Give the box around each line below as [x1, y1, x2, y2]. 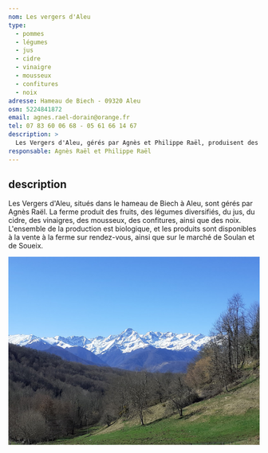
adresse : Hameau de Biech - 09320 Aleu [8, 96, 141, 105]
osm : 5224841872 [8, 105, 62, 113]
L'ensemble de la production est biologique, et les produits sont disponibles [8, 224, 257, 234]
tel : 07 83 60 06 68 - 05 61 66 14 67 [8, 122, 137, 131]
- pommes [15, 29, 45, 37]
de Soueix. [8, 241, 44, 251]
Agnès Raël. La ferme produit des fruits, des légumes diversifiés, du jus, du [8, 207, 255, 217]
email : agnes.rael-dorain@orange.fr [8, 114, 130, 122]
